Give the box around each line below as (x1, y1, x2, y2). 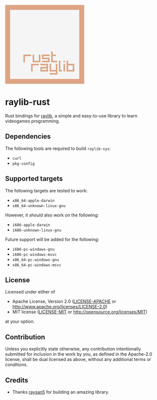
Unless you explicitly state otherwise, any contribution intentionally (5, 346, 141, 352)
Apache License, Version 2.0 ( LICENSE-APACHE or (12, 298, 117, 304)
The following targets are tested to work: (5, 187, 88, 193)
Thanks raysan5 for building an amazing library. (12, 389, 110, 395)
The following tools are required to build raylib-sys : (5, 145, 111, 151)
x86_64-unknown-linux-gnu (12, 203, 66, 208)
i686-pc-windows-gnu (12, 247, 55, 252)
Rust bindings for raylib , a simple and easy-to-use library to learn (5, 112, 137, 118)
